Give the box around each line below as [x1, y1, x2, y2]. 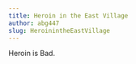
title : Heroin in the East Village [8, 11, 129, 20]
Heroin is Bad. [8, 49, 55, 58]
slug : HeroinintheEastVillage [8, 26, 111, 34]
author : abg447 [8, 19, 60, 27]
